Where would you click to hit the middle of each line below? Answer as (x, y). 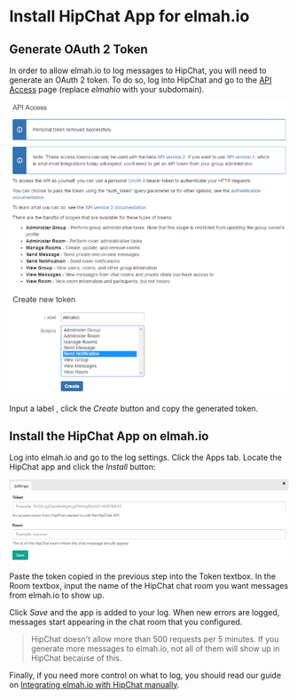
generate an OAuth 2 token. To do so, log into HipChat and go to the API (141, 80)
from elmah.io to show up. (57, 595)
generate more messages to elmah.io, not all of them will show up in (155, 648)
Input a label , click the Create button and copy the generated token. (134, 408)
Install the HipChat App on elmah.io (109, 436)
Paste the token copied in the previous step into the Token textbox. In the (143, 576)
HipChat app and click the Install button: (82, 467)
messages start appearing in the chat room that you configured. (126, 622)
